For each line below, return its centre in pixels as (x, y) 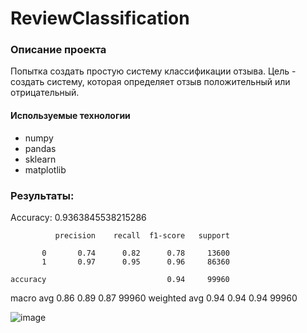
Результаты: (42, 195)
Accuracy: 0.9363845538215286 (78, 217)
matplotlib (45, 169)
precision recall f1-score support (142, 235)
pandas (40, 148)
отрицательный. (45, 93)
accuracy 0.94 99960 (120, 279)
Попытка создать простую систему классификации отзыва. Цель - (153, 71)
